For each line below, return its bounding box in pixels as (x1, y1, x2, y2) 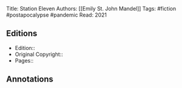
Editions (6, 29, 38, 39)
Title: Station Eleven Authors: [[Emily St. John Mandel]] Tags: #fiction (6, 5, 176, 12)
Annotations (6, 74, 54, 84)
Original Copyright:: (14, 51, 63, 58)
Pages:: (14, 56, 34, 64)
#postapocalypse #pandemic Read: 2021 (6, 11, 107, 18)
